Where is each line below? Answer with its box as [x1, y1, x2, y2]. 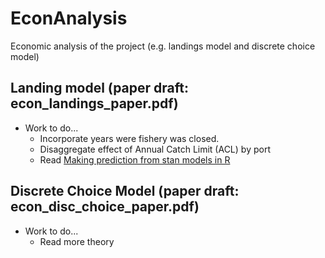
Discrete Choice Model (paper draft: [10, 183, 240, 200]
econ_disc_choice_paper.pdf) [10, 198, 200, 216]
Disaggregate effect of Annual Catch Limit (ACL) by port [39, 143, 271, 155]
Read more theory [39, 235, 115, 247]
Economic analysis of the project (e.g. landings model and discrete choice [10, 40, 316, 52]
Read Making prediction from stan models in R [39, 153, 231, 166]
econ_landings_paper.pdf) [10, 95, 179, 112]
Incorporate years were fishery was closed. [39, 132, 220, 144]
